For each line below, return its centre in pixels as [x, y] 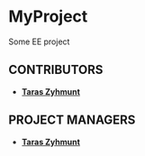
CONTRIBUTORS [56, 70]
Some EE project [39, 41]
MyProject [48, 17]
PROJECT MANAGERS [72, 120]
